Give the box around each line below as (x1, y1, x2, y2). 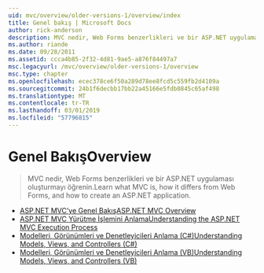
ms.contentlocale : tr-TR (8, 99, 90, 107)
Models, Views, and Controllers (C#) (19, 239, 137, 249)
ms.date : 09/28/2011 (8, 48, 76, 56)
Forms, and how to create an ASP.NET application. (27, 190, 191, 200)
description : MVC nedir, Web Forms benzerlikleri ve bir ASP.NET (8, 33, 226, 42)
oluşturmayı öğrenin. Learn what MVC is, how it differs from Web (27, 182, 236, 191)
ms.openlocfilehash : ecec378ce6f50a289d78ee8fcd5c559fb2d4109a (8, 77, 220, 85)
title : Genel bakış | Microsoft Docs (8, 19, 132, 27)
